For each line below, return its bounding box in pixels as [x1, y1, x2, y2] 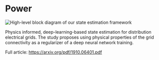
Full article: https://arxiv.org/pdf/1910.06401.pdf [5, 49, 103, 55]
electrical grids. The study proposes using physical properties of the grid [5, 34, 155, 40]
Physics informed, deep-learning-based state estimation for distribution [5, 29, 152, 35]
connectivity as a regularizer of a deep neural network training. [5, 39, 134, 45]
